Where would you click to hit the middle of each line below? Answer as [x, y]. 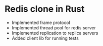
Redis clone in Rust [45, 9]
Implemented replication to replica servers [55, 33]
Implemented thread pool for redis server [54, 27]
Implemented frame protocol [41, 23]
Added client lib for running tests [45, 38]
